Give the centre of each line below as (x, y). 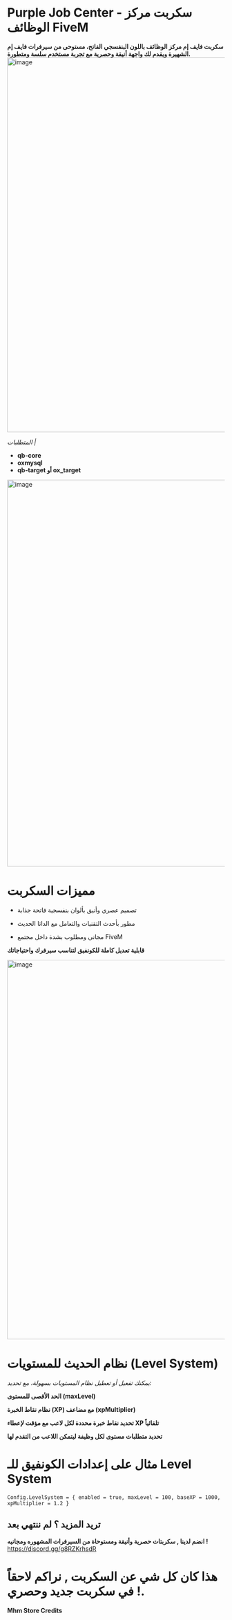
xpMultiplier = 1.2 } (38, 1503)
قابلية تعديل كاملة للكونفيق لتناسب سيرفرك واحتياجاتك (76, 950)
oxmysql (30, 463)
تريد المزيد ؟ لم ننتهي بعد (54, 1525)
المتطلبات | (22, 442)
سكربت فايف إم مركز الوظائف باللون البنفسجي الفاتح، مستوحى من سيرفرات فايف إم (115, 46)
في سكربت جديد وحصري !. (76, 1591)
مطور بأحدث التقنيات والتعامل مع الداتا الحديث (76, 923)
